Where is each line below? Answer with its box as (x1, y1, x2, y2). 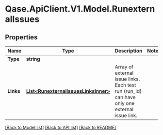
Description (114, 48, 143, 54)
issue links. (114, 76, 140, 82)
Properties (5, 33, 38, 41)
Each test (114, 82, 136, 88)
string (26, 56, 40, 62)
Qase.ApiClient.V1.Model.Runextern (5, 3, 155, 15)
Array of (114, 64, 133, 70)
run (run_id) (114, 88, 142, 94)
